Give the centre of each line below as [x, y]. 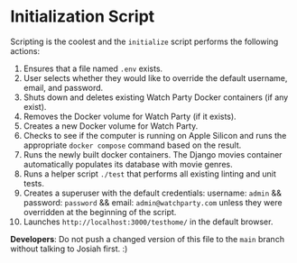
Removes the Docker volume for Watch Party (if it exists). [130, 116]
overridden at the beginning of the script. [100, 212]
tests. [33, 183]
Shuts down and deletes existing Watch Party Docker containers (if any [156, 97]
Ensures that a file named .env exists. [93, 68]
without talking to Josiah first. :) [69, 249]
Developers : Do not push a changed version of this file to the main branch [148, 239]
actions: [25, 50]
